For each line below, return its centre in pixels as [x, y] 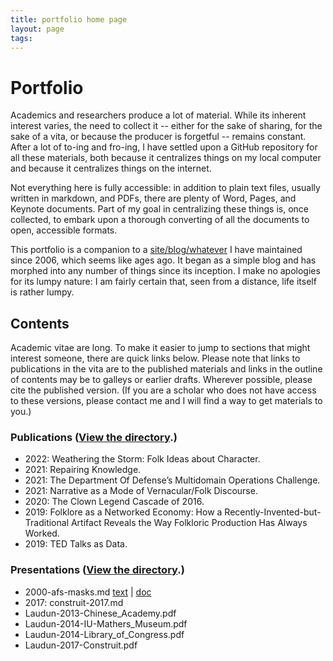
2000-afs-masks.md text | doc [88, 592]
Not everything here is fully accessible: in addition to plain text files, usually [165, 188]
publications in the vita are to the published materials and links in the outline [166, 369]
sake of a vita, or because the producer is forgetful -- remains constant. [158, 137]
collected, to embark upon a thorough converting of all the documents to [160, 220]
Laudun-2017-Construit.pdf [81, 645]
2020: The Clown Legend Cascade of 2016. [114, 502]
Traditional [47, 523]
